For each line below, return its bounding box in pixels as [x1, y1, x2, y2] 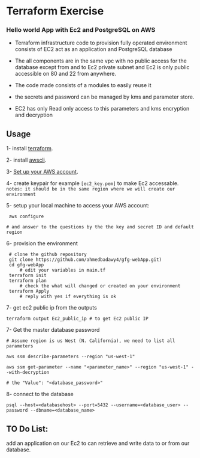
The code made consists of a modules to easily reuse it [14, 82, 151, 89]
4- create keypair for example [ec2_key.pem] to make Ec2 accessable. [6, 180, 179, 187]
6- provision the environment [6, 240, 78, 247]
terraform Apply [8, 289, 50, 295]
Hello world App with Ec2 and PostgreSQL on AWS [6, 26, 156, 34]
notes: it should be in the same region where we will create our [6, 186, 175, 192]
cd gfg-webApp [8, 262, 44, 268]
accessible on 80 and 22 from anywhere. [14, 70, 117, 78]
